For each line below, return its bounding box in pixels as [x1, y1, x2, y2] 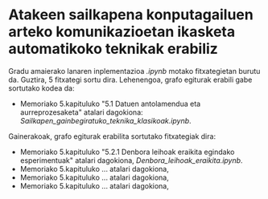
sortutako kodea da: [8, 83, 75, 93]
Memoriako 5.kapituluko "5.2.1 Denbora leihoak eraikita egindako [19, 147, 235, 156]
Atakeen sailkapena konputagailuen [8, 6, 254, 24]
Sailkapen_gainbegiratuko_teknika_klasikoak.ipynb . [19, 116, 192, 125]
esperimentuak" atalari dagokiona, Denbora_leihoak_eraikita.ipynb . [19, 155, 243, 165]
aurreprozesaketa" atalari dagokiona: [19, 107, 143, 117]
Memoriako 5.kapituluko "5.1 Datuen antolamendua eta [19, 99, 201, 108]
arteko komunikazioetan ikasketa [8, 22, 236, 41]
